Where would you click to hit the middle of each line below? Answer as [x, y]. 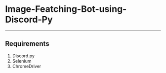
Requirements [27, 44]
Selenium [22, 61]
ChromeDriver [27, 66]
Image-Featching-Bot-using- [66, 9]
